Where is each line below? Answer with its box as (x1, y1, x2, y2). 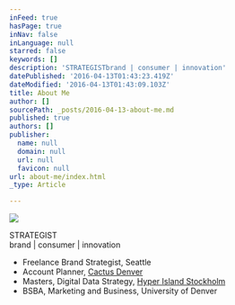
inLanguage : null (9, 38, 74, 48)
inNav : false (9, 30, 58, 39)
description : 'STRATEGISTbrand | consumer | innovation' (9, 64, 227, 73)
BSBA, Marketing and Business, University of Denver (22, 285, 218, 297)
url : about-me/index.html (9, 172, 106, 181)
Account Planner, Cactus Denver (22, 266, 144, 277)
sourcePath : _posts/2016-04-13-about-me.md (9, 105, 175, 114)
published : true (9, 113, 70, 122)
